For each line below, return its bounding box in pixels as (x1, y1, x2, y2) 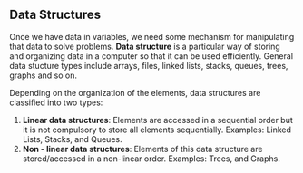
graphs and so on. (9, 70, 77, 81)
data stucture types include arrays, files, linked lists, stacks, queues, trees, (9, 60, 288, 71)
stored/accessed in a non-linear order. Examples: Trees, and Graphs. (22, 153, 281, 164)
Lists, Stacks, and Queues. (22, 133, 122, 144)
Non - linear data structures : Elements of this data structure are (22, 143, 263, 154)
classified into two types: (9, 97, 103, 108)
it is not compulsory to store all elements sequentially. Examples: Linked (22, 124, 292, 135)
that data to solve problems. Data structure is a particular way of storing (9, 41, 281, 52)
